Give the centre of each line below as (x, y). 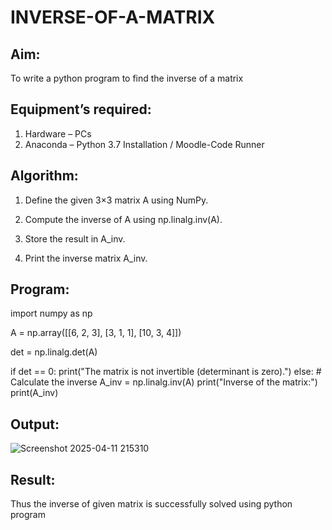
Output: (35, 424)
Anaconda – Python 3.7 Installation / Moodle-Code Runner (144, 144)
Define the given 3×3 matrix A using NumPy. (116, 200)
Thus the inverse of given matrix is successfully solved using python (151, 504)
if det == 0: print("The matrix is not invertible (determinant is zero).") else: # (166, 372)
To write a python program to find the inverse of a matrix (127, 78)
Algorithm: (44, 176)
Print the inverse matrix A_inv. (86, 258)
